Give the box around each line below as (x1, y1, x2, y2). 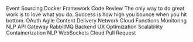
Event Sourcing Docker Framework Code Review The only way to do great (6, 5, 185, 12)
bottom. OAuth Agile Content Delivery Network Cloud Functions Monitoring (6, 17, 187, 24)
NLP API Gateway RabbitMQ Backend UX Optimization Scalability (6, 23, 163, 30)
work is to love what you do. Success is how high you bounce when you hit (6, 11, 187, 18)
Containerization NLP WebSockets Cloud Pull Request (6, 29, 136, 36)
